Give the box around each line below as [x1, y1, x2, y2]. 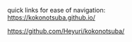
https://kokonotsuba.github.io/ [7, 13, 95, 22]
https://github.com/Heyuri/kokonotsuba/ [7, 27, 125, 35]
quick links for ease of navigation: [7, 6, 106, 14]
